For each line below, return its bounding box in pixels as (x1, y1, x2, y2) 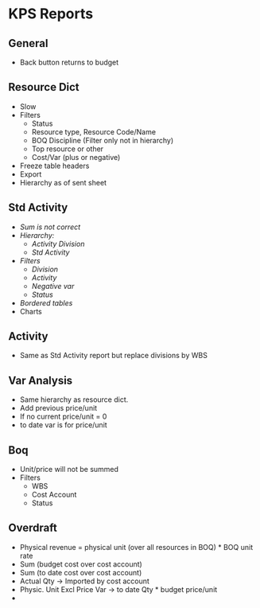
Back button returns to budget (19, 57, 119, 67)
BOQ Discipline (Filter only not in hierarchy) (31, 135, 174, 145)
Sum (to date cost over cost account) (19, 567, 142, 577)
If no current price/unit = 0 (19, 411, 107, 422)
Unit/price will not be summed (19, 465, 119, 474)
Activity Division (31, 239, 85, 248)
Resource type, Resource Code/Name (31, 127, 157, 136)
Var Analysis (8, 373, 73, 387)
